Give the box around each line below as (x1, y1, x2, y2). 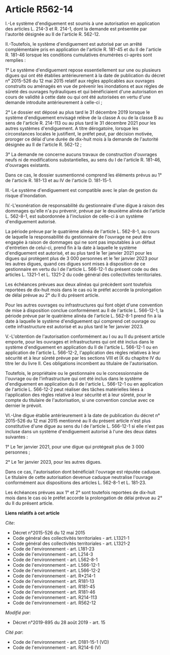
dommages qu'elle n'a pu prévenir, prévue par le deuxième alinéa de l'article (5, 208, 165, 214)
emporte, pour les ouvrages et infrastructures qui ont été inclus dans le (5, 338, 154, 344)
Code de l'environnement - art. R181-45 (12, 583, 95, 590)
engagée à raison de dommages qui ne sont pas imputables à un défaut (5, 239, 156, 245)
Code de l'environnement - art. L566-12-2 (12, 567, 100, 573)
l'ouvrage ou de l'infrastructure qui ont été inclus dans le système (5, 375, 143, 382)
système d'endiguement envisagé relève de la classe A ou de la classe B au (5, 114, 163, 120)
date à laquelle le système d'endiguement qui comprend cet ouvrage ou (5, 318, 156, 324)
